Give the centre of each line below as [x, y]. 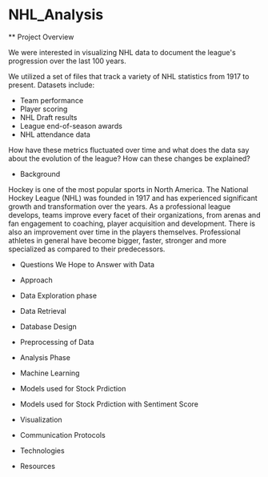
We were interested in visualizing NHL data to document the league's [122, 52]
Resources [38, 466]
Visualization [41, 419]
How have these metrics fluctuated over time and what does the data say [129, 150]
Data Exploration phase [58, 295]
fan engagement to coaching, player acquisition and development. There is [132, 223]
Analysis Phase [45, 357]
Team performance [52, 100]
